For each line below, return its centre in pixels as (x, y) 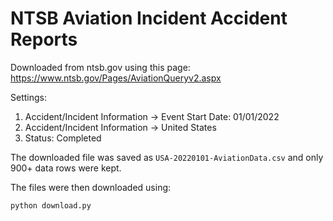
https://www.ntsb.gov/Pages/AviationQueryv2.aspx (116, 78)
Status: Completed (63, 138)
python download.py (51, 205)
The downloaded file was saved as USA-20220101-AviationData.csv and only (167, 157)
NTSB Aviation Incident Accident (149, 18)
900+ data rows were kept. (66, 168)
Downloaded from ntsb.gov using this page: (100, 67)
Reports (44, 39)
